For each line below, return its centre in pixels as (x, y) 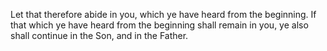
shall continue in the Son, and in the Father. (99, 35)
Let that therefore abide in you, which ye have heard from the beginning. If (163, 14)
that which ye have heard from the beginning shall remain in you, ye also (159, 25)
